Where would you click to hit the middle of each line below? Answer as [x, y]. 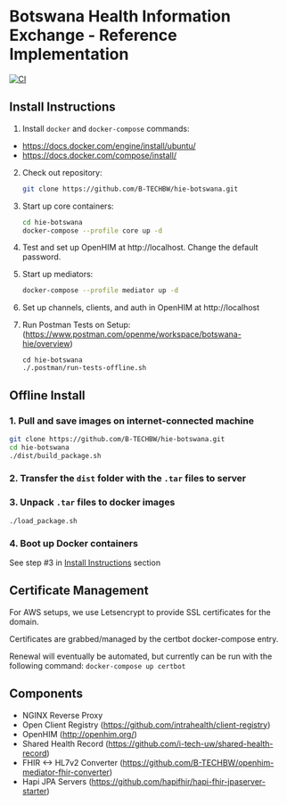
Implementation [69, 54]
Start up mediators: [57, 275]
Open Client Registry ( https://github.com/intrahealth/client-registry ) [146, 725]
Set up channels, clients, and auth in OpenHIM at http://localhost [141, 308]
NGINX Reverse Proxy [62, 715]
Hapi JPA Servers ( [57, 781]
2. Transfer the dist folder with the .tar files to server [128, 479]
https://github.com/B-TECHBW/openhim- [198, 762]
